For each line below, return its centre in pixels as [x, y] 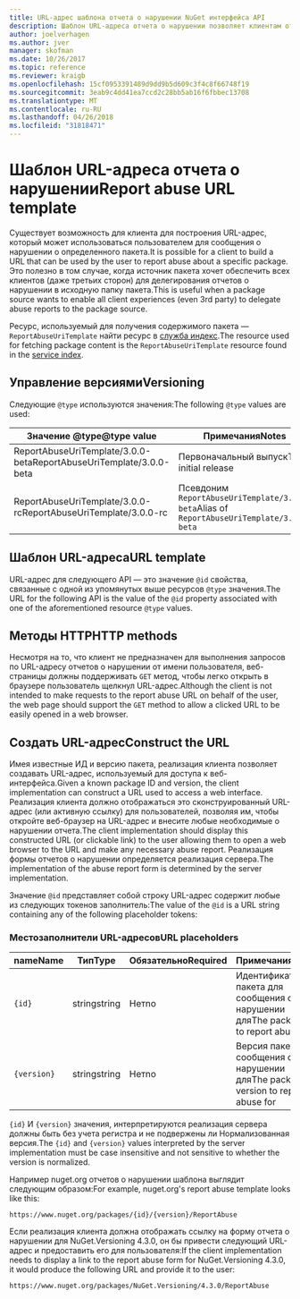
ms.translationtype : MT [54, 101]
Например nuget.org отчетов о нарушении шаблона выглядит [127, 1180]
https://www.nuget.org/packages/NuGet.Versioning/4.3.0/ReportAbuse [139, 1286]
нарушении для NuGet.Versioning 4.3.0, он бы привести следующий [138, 1241]
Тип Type [96, 961]
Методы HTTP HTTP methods [93, 636]
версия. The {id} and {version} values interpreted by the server [127, 1143]
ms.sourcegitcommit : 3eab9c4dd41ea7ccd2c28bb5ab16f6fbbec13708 [129, 92]
